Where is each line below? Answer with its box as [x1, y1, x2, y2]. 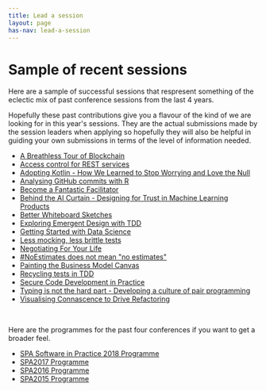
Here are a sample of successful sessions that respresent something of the [8, 86, 254, 96]
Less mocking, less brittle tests [19, 236, 121, 245]
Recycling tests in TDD [19, 269, 94, 278]
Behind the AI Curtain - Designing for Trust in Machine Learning [19, 194, 229, 203]
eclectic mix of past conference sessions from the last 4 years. [8, 95, 214, 105]
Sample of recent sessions [8, 60, 188, 79]
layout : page [8, 19, 52, 27]
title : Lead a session [8, 11, 83, 20]
